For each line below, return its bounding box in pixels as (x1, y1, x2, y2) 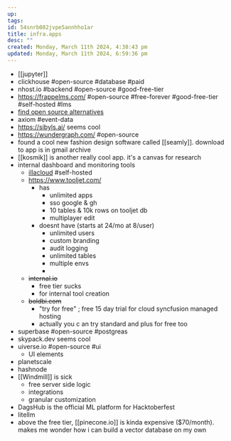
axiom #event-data (17, 115, 73, 123)
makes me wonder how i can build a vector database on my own (17, 425, 207, 434)
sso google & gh (49, 198, 97, 207)
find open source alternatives (17, 108, 104, 116)
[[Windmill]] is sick (17, 372, 72, 381)
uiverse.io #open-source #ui (17, 342, 102, 351)
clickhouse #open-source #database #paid (17, 77, 144, 85)
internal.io (28, 274, 58, 282)
